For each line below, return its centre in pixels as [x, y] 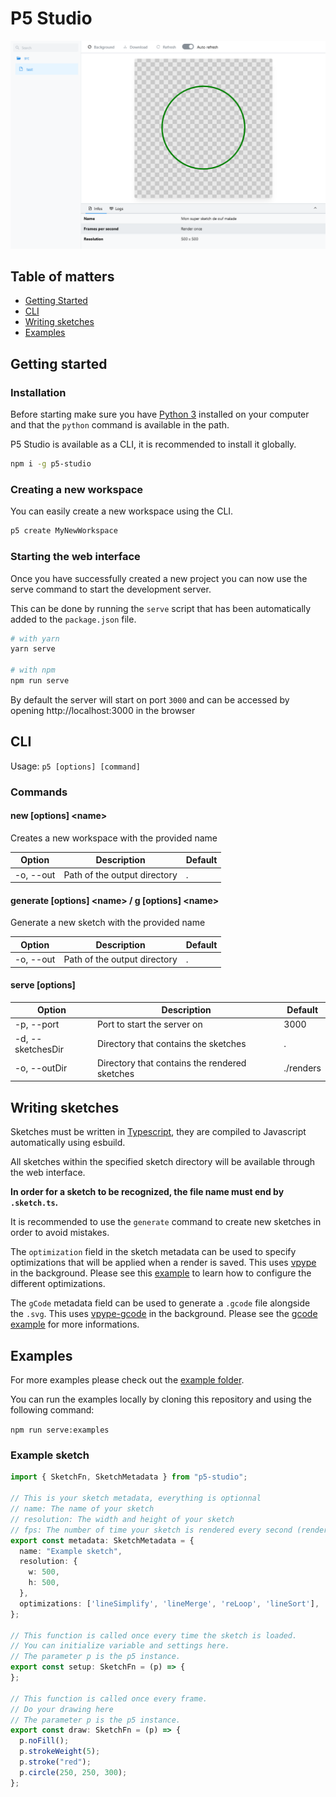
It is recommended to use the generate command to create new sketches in [166, 1222]
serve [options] [43, 985]
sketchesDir [39, 1049]
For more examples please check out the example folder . [127, 1380]
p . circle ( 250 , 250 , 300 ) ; [73, 1772]
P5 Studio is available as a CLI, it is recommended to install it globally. [153, 444]
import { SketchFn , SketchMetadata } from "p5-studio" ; [129, 1477]
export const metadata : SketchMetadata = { [102, 1540]
